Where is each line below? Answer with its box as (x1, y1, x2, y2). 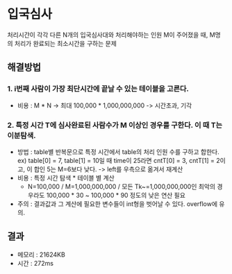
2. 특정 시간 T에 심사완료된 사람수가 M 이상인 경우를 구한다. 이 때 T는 (7, 120, 223, 130)
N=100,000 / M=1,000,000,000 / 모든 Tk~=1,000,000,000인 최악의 (27, 182, 216, 191)
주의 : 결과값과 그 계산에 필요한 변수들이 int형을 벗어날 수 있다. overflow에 (17, 199, 217, 208)
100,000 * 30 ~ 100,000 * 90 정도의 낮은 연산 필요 (46, 191, 186, 199)
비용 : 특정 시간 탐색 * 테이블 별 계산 (17, 173, 115, 182)
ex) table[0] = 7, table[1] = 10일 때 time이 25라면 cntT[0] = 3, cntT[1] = (17, 156, 215, 164)
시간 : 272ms (17, 259, 54, 267)
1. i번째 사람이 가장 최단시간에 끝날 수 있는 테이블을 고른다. (7, 84, 189, 94)
